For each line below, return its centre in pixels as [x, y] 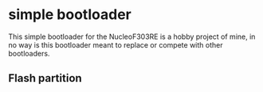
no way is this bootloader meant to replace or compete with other [116, 44]
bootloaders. [29, 53]
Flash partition [45, 78]
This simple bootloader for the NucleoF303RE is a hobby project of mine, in [132, 36]
